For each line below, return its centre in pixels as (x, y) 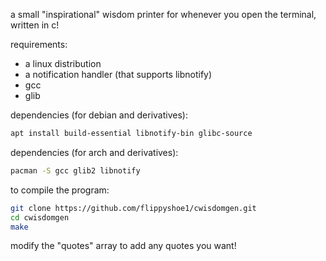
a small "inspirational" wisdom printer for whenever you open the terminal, (163, 14)
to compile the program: (60, 190)
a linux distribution (63, 63)
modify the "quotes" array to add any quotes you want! (123, 246)
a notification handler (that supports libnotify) (118, 74)
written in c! (35, 25)
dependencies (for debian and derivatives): (99, 115)
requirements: (39, 44)
